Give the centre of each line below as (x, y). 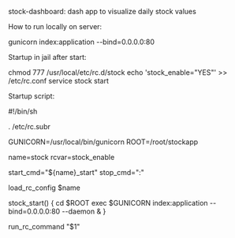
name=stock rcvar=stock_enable (62, 157)
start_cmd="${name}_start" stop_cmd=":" (76, 172)
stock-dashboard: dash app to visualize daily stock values (103, 11)
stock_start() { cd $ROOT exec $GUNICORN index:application (108, 203)
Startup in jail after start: (47, 57)
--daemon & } (84, 211)
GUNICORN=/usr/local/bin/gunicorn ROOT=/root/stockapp (103, 142)
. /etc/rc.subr (30, 126)
